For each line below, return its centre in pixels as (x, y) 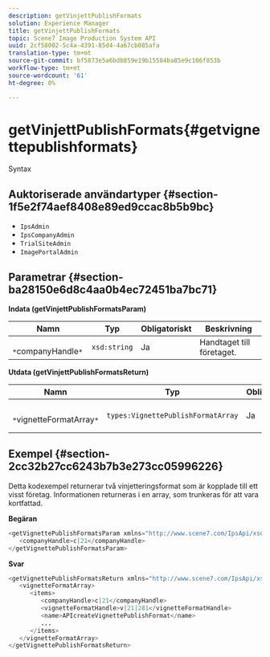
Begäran (23, 518)
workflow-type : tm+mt (45, 68)
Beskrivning (228, 328)
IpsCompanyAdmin (47, 235)
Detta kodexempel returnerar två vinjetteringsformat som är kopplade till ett (133, 486)
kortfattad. (26, 503)
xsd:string (112, 347)
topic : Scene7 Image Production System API (82, 38)
